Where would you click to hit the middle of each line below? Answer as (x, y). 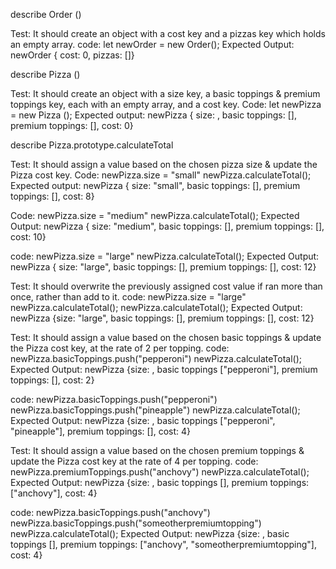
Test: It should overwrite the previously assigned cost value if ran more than (166, 286)
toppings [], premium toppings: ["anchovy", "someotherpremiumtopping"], (163, 544)
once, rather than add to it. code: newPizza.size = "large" (128, 297)
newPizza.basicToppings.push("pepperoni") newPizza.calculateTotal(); (156, 358)
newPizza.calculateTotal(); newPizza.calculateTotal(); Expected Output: (156, 307)
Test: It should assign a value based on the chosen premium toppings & (157, 450)
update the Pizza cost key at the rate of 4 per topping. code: (134, 461)
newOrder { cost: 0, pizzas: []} (72, 55)
